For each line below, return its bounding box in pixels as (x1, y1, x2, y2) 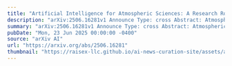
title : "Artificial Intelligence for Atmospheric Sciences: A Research (7, 10, 217, 17)
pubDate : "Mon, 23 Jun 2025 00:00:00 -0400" (7, 29, 137, 36)
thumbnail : (7, 49, 39, 56)
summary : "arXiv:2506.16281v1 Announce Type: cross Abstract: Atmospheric (7, 23, 227, 30)
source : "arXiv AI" (7, 36, 64, 43)
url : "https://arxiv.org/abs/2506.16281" (7, 42, 128, 49)
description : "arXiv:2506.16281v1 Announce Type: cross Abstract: (7, 16, 202, 23)
